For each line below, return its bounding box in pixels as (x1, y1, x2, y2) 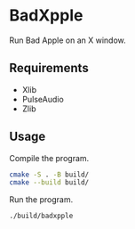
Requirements (9, 61, 89, 76)
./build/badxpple (9, 211, 74, 221)
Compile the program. (9, 152, 90, 163)
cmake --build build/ (9, 178, 90, 187)
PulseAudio (21, 94, 64, 104)
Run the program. (9, 194, 74, 205)
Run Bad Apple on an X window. (9, 35, 126, 45)
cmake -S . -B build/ (9, 170, 90, 179)
